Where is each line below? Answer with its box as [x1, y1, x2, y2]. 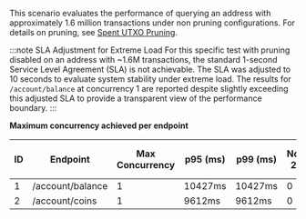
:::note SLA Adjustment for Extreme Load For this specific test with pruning [9, 45, 291, 55]
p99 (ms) [236, 154, 278, 165]
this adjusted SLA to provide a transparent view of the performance [9, 93, 262, 104]
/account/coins [32, 194, 97, 207]
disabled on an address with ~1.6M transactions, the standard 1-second [9, 55, 278, 65]
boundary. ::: [9, 103, 57, 113]
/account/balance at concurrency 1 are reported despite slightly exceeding [9, 84, 289, 94]
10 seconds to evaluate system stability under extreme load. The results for [9, 74, 291, 85]
